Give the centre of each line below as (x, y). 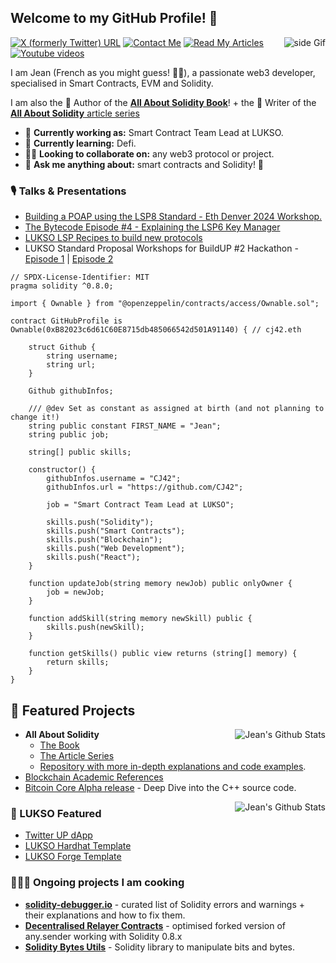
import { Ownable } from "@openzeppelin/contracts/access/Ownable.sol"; (165, 304)
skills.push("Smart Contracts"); (116, 531)
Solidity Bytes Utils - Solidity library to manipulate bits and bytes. (160, 947)
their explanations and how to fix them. (105, 915)
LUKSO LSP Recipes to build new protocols (113, 238)
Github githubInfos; (71, 391)
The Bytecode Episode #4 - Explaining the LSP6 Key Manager (152, 227)
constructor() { (62, 470)
